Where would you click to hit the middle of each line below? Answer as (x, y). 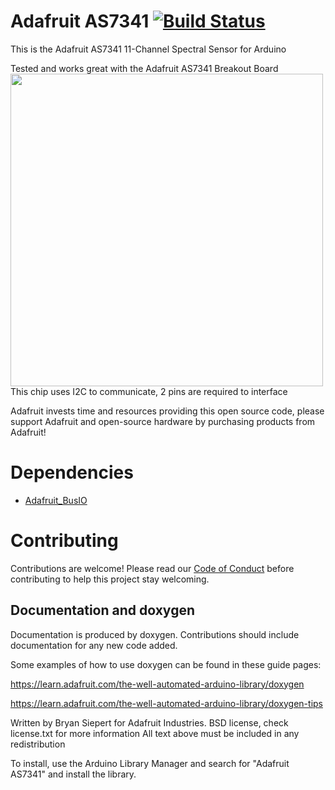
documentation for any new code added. (94, 645)
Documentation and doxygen (102, 610)
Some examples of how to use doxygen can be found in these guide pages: (166, 664)
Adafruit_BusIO (56, 500)
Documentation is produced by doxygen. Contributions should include (155, 634)
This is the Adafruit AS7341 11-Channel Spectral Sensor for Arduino (148, 49)
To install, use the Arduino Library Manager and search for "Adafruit (150, 763)
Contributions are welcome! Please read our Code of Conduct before (152, 568)
